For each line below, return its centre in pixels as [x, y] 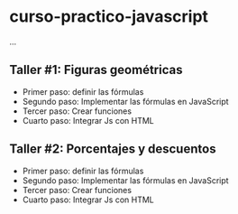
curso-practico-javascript [109, 17]
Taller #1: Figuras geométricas [96, 70]
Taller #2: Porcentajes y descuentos [113, 149]
